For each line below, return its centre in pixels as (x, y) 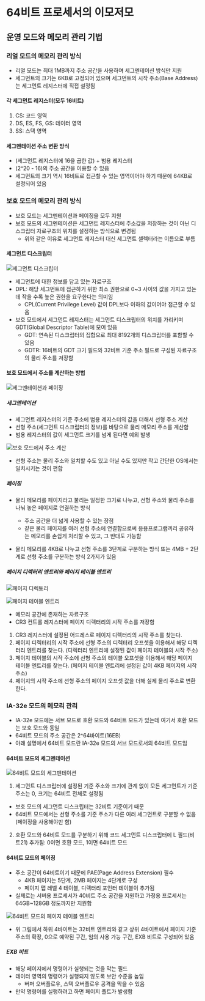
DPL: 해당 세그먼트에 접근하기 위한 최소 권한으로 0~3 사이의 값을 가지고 (100, 289)
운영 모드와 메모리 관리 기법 (54, 37)
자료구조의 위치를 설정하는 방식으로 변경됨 (86, 231)
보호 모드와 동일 (41, 728)
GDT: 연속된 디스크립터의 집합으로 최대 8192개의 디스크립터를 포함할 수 (109, 334)
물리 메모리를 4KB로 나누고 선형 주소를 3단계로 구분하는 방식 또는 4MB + (102, 549)
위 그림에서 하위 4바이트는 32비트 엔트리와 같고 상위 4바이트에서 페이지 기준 (106, 929)
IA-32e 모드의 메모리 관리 (42, 706)
